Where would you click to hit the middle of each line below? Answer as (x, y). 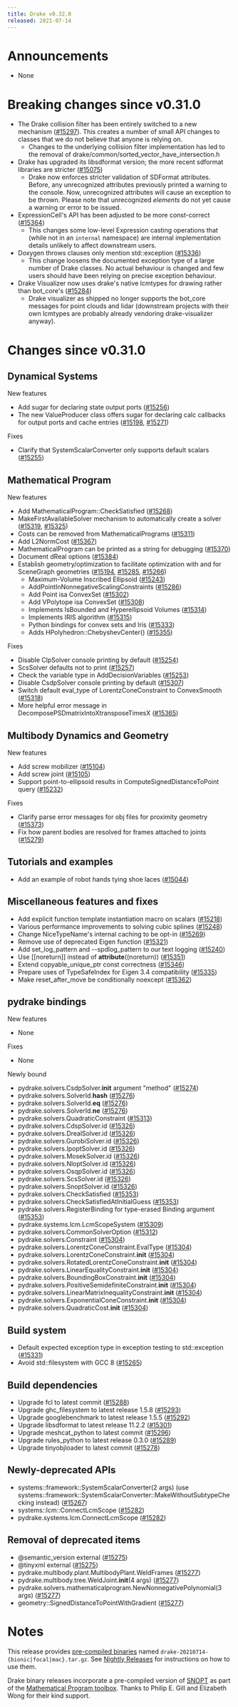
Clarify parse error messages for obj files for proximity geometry (113, 817)
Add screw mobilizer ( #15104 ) (61, 766)
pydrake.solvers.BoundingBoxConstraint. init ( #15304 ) (97, 1278)
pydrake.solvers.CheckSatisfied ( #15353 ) (78, 1194)
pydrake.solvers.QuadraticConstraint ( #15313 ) (85, 1119)
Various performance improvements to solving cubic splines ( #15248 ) (120, 926)
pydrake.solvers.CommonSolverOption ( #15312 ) (88, 1232)
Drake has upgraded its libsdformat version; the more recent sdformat (120, 162)
